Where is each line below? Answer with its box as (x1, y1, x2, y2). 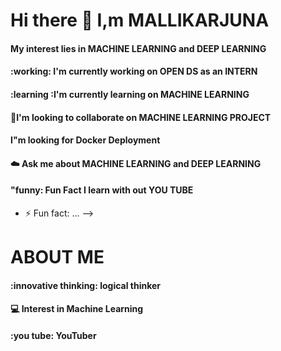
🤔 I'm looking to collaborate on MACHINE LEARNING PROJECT (10, 111, 272, 123)
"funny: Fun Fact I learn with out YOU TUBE (10, 184, 194, 196)
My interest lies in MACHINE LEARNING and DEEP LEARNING (10, 42, 267, 54)
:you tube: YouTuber (10, 329, 97, 341)
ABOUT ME (10, 246, 105, 269)
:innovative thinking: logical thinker (10, 279, 162, 291)
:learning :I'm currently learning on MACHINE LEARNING (10, 88, 250, 100)
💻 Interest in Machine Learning (10, 303, 144, 315)
